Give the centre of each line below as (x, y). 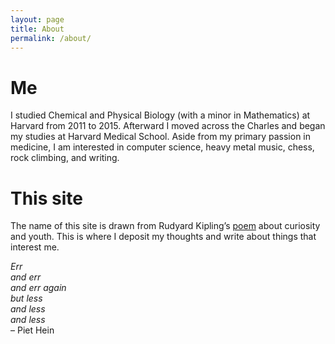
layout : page (37, 19)
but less (26, 298)
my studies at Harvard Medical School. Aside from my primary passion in (160, 137)
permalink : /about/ (51, 38)
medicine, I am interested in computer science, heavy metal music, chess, (162, 147)
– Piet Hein (32, 330)
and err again (38, 288)
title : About (37, 29)
